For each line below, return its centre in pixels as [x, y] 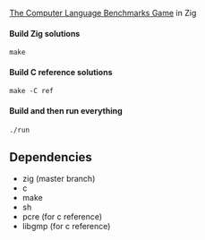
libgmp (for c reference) [66, 227]
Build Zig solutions [45, 33]
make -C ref [31, 91]
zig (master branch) [59, 179]
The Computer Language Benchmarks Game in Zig [103, 13]
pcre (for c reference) [62, 217]
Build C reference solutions [61, 72]
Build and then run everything [66, 111]
